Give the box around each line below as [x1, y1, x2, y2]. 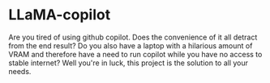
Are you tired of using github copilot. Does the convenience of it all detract [8, 32, 258, 42]
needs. [8, 66, 32, 76]
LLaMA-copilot [8, 6, 111, 24]
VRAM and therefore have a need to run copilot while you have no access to [8, 49, 263, 59]
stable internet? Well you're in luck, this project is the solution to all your [8, 58, 249, 68]
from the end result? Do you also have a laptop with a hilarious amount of [8, 40, 253, 50]
